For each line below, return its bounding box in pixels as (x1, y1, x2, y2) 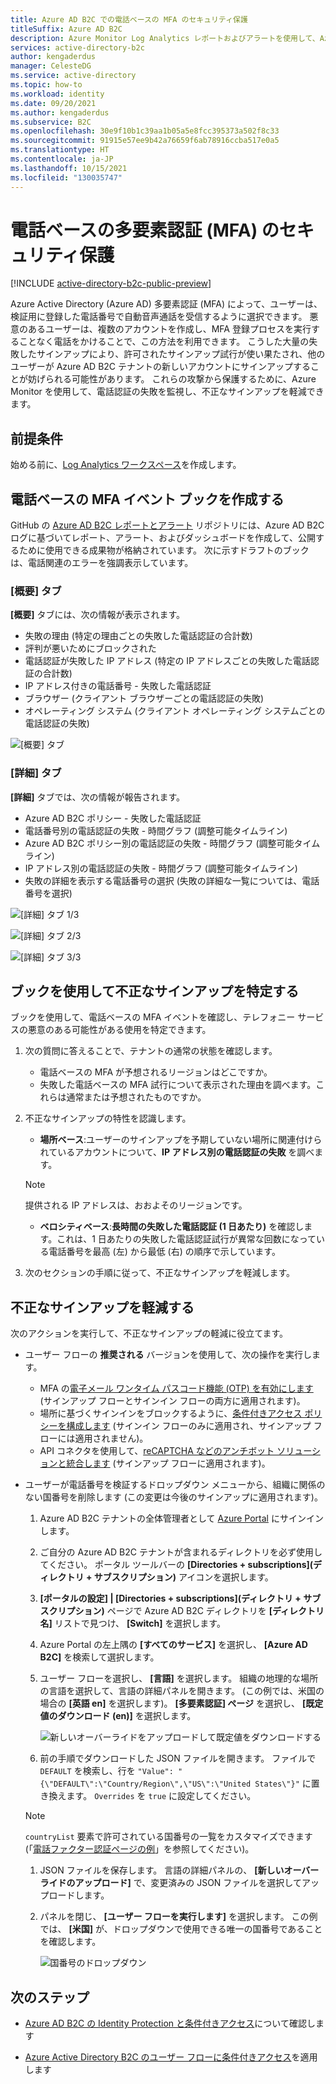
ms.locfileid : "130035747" (10, 172, 123, 183)
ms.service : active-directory (10, 71, 137, 81)
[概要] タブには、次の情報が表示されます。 (10, 609, 186, 621)
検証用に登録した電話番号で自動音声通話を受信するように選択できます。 (10, 311, 308, 323)
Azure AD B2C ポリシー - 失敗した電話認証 (24, 812, 202, 824)
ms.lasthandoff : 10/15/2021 (10, 163, 128, 173)
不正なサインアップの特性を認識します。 (24, 1112, 192, 1125)
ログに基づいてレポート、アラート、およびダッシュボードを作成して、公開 (10, 532, 316, 544)
